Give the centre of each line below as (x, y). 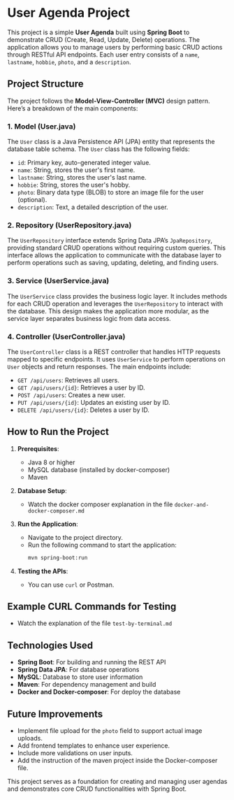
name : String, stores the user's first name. (76, 170)
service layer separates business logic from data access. (89, 318)
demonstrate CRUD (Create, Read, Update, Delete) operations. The (104, 39)
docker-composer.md (56, 511)
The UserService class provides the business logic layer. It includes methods (117, 296)
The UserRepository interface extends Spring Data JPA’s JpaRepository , (110, 241)
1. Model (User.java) (42, 126)
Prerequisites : (38, 448)
